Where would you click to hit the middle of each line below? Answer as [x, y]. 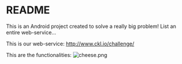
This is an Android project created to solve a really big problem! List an [91, 26]
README [28, 10]
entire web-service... [31, 32]
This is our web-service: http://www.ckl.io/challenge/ [70, 44]
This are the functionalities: [39, 55]
